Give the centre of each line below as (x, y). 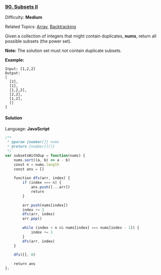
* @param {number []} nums (33, 142)
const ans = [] (29, 169)
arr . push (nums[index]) (45, 205)
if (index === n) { (42, 183)
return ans (25, 264)
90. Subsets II (22, 7)
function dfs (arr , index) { (42, 178)
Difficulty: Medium (24, 17)
